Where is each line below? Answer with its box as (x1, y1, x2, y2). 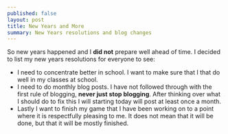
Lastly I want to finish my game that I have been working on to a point (16, 105, 214, 113)
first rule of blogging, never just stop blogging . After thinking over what (16, 90, 221, 98)
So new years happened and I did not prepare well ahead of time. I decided (7, 48, 221, 56)
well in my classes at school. (16, 76, 98, 84)
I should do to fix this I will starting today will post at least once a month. (16, 97, 222, 106)
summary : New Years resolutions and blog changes (7, 29, 152, 36)
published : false (7, 10, 57, 17)
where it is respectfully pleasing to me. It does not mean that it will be (16, 112, 214, 120)
